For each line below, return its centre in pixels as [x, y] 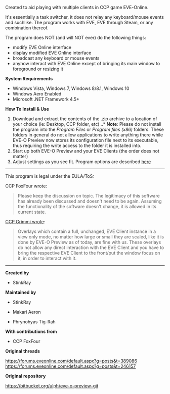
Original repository [26, 376]
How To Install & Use [27, 109]
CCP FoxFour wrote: [26, 186]
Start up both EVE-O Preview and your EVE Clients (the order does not [86, 151]
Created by [17, 273]
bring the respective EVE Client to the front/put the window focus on [89, 253]
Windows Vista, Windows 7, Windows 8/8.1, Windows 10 [71, 88]
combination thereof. [27, 28]
